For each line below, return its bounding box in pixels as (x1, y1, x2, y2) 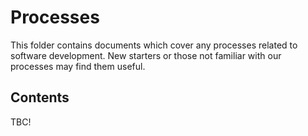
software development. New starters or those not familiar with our (10, 49, 282, 61)
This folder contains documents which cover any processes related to (10, 39, 298, 51)
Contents (10, 89, 70, 106)
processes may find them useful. (10, 60, 146, 72)
